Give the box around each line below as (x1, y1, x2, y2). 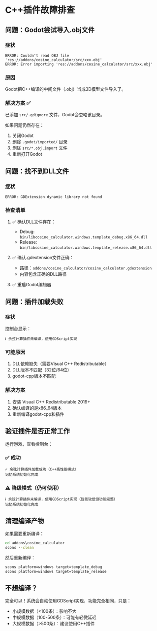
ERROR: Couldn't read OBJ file (5, 53, 69, 58)
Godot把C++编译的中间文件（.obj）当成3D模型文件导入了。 (5, 86, 126, 92)
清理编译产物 (5, 517, 44, 525)
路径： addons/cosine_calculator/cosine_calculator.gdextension (19, 265, 152, 271)
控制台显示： (5, 326, 31, 332)
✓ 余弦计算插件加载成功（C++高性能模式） (5, 466, 79, 472)
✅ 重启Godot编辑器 (12, 282, 52, 288)
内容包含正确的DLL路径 (19, 271, 67, 277)
